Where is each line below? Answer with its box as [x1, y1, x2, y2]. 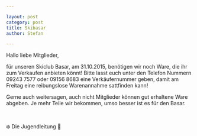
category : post [6, 19, 44, 25]
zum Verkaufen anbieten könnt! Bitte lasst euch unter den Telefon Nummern [6, 69, 192, 77]
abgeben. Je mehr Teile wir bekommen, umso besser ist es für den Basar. [6, 100, 186, 107]
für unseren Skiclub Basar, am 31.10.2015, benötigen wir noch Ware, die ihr [6, 63, 188, 70]
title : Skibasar [6, 25, 46, 31]
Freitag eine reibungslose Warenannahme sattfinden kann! [6, 82, 148, 89]
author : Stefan [6, 30, 44, 36]
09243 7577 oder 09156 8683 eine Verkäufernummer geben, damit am [6, 76, 179, 83]
